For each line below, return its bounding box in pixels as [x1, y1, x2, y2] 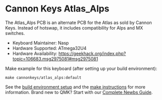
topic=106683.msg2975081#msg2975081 [12, 55, 98, 61]
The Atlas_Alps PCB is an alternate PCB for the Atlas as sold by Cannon [5, 19, 152, 25]
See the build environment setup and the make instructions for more [5, 83, 146, 90]
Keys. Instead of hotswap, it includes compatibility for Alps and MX [5, 24, 143, 30]
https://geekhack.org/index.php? [58, 50, 126, 56]
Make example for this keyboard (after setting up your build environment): [5, 65, 157, 71]
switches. [5, 30, 25, 36]
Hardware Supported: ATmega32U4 [12, 45, 86, 51]
